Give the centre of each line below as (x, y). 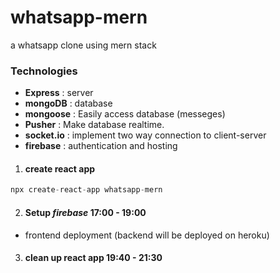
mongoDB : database (68, 103)
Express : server (59, 93)
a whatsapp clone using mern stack (83, 45)
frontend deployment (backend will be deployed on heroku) (147, 235)
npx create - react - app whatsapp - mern (86, 190)
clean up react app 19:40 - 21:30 (93, 258)
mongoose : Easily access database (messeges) (125, 114)
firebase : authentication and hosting (101, 146)
